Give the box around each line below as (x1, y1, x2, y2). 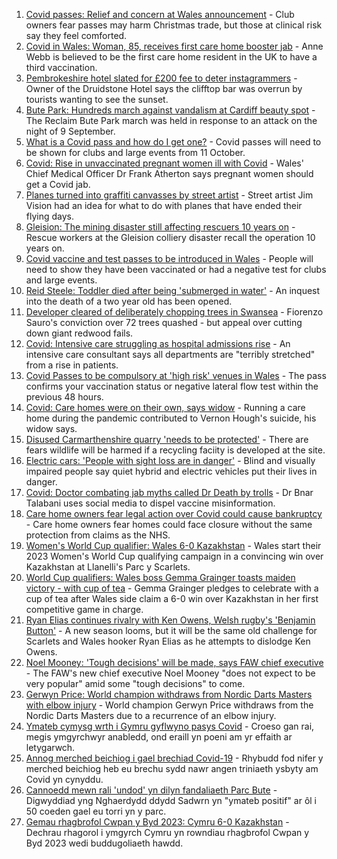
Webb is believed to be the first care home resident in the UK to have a (25, 51, 318, 63)
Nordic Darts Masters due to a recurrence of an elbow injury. (25, 710, 277, 721)
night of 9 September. (25, 125, 116, 137)
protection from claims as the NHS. (25, 529, 171, 541)
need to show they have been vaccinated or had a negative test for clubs (25, 264, 327, 275)
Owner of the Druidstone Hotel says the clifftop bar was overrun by (25, 83, 303, 94)
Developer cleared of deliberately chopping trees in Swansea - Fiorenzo (25, 306, 324, 318)
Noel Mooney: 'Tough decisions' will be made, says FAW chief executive (25, 657, 324, 668)
